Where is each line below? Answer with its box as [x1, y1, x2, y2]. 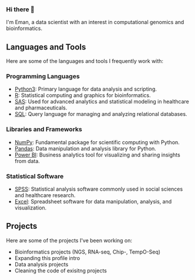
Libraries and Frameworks [6, 125, 82, 134]
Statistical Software [6, 172, 64, 180]
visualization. [14, 204, 47, 211]
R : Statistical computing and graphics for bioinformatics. [14, 92, 151, 99]
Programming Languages [6, 72, 80, 81]
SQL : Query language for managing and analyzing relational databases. [14, 111, 187, 118]
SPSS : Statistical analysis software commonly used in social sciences [14, 185, 183, 192]
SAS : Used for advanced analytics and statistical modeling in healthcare [14, 98, 190, 105]
